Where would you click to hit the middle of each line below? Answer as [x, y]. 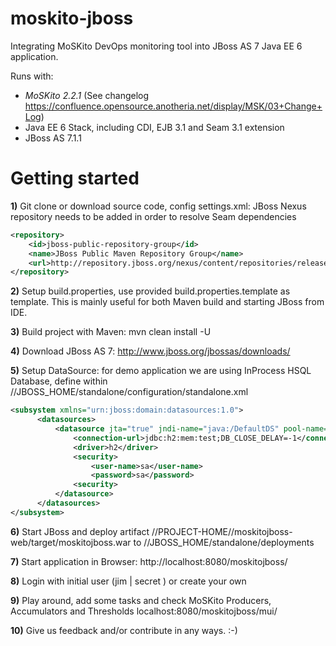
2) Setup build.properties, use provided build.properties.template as [150, 291]
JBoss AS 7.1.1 [53, 138]
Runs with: [32, 76]
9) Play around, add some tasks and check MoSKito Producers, [141, 600]
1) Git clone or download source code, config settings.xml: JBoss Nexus [158, 206]
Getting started [75, 178]
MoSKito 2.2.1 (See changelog [87, 95]
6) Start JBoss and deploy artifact [80, 531]
